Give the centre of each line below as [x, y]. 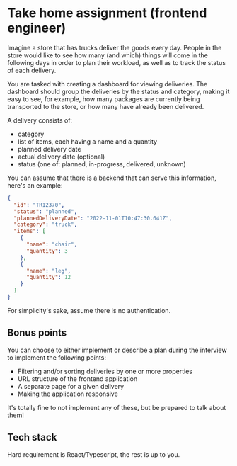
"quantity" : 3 [47, 251]
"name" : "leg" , [48, 271]
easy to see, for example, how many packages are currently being [104, 99]
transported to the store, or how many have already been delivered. [106, 106]
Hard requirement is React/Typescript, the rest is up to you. [94, 454]
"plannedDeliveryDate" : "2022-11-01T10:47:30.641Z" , [93, 218]
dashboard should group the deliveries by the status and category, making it [118, 91]
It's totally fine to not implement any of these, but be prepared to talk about [117, 407]
